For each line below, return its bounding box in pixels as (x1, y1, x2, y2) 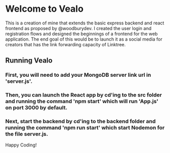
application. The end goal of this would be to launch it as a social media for (5, 36, 163, 42)
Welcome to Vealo (5, 3, 84, 15)
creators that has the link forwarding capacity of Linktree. (5, 41, 126, 47)
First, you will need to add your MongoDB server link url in (5, 72, 151, 79)
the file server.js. (5, 131, 48, 138)
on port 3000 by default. (5, 104, 68, 111)
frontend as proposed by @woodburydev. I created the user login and (5, 25, 152, 31)
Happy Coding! (5, 142, 37, 148)
